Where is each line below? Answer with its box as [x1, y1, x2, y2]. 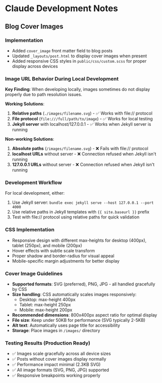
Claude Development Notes [5, 3, 118, 14]
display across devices [12, 63, 58, 69]
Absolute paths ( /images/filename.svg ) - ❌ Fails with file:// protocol [12, 146, 149, 151]
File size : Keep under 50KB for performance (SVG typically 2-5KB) [12, 317, 146, 323]
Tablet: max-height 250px [19, 302, 71, 308]
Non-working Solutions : [5, 136, 54, 142]
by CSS [12, 286, 28, 292]
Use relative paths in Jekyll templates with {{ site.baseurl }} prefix [12, 209, 149, 215]
